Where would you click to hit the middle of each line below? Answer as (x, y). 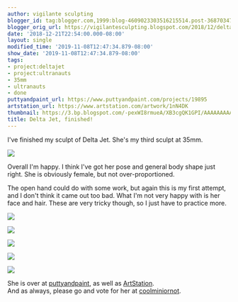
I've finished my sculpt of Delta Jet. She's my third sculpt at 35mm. (105, 140)
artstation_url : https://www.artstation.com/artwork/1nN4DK (98, 106)
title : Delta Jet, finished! (50, 119)
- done (17, 93)
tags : (15, 60)
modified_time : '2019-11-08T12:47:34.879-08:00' (80, 47)
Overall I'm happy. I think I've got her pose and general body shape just (112, 167)
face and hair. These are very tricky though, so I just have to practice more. (117, 203)
